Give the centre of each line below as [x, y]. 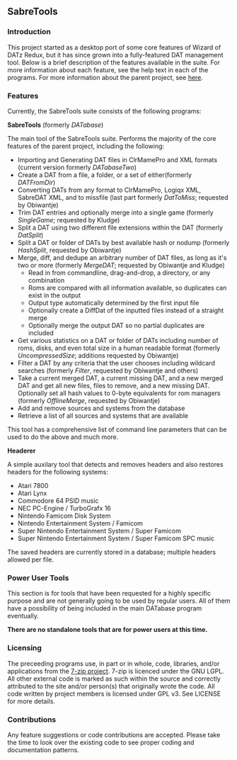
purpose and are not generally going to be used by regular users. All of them [119, 601]
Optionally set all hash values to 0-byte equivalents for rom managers [119, 393]
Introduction [29, 32]
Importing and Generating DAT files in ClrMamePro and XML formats [117, 159]
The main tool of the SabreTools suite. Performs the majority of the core [112, 138]
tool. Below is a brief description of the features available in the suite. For [114, 62]
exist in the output [54, 295]
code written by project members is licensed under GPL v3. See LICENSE [114, 693]
